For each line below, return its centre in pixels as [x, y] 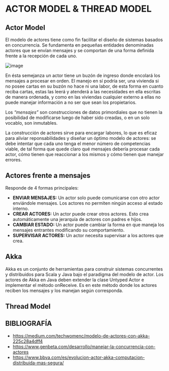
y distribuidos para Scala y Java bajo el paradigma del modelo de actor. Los [84, 274]
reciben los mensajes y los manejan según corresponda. [64, 290]
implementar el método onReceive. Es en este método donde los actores [81, 285]
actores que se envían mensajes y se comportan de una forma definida [80, 50]
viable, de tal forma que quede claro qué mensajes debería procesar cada [82, 149]
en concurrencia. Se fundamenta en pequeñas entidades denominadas [79, 45]
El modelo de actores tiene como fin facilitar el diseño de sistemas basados [84, 40]
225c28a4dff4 [28, 341]
